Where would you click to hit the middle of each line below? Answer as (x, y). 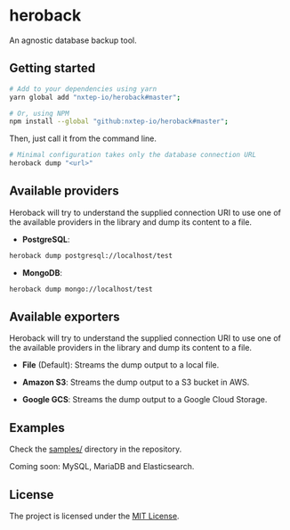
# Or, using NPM (39, 113)
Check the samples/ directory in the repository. (96, 449)
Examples (37, 428)
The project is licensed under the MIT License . (94, 516)
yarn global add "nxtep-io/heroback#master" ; (95, 97)
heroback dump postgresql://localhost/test (91, 255)
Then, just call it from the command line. (83, 138)
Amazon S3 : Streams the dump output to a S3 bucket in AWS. (136, 382)
